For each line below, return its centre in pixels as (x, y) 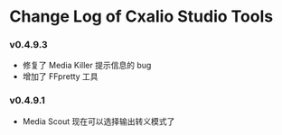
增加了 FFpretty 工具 (60, 76)
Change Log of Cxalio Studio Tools (141, 17)
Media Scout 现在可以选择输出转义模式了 (99, 121)
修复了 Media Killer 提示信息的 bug (87, 66)
